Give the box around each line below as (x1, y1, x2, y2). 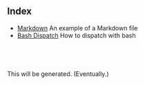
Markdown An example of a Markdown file (17, 23, 138, 32)
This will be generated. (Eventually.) (7, 69, 109, 78)
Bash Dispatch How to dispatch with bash (17, 31, 136, 39)
